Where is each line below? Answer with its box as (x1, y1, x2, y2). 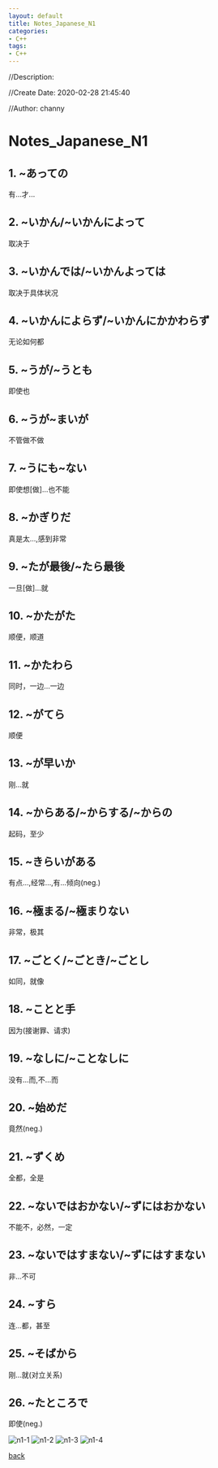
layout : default (8, 11, 63, 20)
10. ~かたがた (8, 609, 76, 623)
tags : (8, 42, 27, 50)
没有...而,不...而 (8, 1075, 59, 1084)
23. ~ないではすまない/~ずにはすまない (8, 1249, 206, 1262)
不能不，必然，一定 (8, 1223, 73, 1232)
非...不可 (8, 1271, 36, 1281)
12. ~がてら (8, 707, 65, 721)
